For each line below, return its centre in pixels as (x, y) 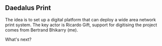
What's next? (18, 39)
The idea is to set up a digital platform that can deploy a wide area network (81, 19)
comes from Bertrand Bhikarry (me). (42, 30)
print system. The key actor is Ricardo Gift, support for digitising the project (81, 25)
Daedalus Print (28, 8)
